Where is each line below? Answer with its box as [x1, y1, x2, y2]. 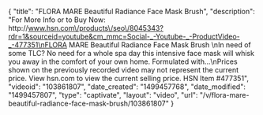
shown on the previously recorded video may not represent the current [8, 65, 239, 74]
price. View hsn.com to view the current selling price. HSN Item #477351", [8, 74, 249, 83]
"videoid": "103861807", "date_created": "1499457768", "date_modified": [8, 82, 246, 91]
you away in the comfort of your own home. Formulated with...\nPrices [8, 57, 239, 66]
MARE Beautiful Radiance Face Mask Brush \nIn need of [68, 40, 251, 50]
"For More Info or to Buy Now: [8, 15, 106, 24]
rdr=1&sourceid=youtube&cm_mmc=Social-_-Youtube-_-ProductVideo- [8, 32, 240, 41]
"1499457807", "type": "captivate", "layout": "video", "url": [8, 91, 198, 99]
